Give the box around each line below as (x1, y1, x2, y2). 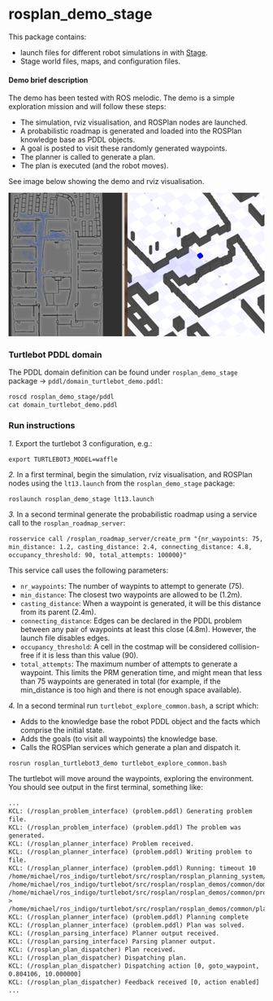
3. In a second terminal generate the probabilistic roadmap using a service (8, 509, 258, 519)
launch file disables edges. (19, 633, 110, 643)
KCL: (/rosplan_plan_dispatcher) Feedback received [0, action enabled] (8, 978, 260, 986)
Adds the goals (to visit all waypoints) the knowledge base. (19, 734, 218, 744)
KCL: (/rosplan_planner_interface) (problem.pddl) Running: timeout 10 (8, 864, 256, 872)
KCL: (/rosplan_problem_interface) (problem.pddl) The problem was (8, 823, 242, 832)
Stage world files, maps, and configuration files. (19, 56, 181, 66)
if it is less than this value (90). (36, 650, 139, 660)
